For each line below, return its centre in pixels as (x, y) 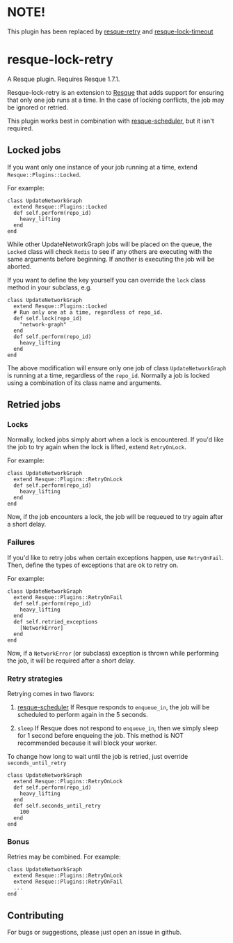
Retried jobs (34, 405)
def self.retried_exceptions (56, 621)
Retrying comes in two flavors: (51, 693)
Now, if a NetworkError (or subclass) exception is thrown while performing (113, 653)
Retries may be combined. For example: (64, 857)
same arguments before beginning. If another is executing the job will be (111, 259)
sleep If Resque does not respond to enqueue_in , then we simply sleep (118, 728)
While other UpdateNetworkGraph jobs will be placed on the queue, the (110, 244)
